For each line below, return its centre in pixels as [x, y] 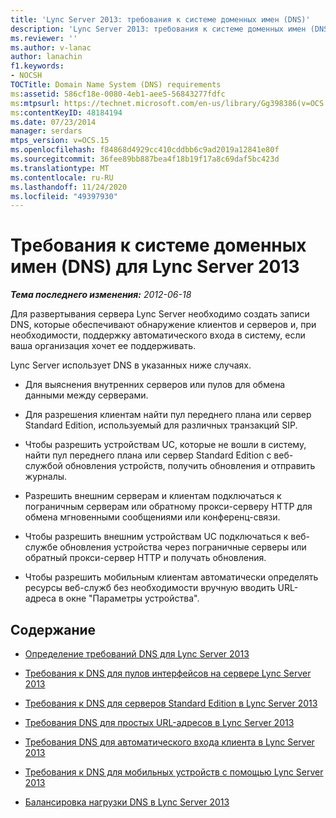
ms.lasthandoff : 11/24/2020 [69, 187]
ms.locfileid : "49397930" [64, 196]
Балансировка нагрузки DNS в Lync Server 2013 [127, 802]
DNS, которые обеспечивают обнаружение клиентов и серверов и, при [163, 325]
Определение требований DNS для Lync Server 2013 [137, 654]
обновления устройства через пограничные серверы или [183, 547]
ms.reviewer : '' [44, 38]
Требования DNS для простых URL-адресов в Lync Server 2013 [159, 722]
